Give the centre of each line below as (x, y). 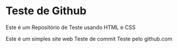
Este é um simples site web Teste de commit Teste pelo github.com (89, 39)
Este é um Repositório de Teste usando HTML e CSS (71, 27)
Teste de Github (46, 11)
